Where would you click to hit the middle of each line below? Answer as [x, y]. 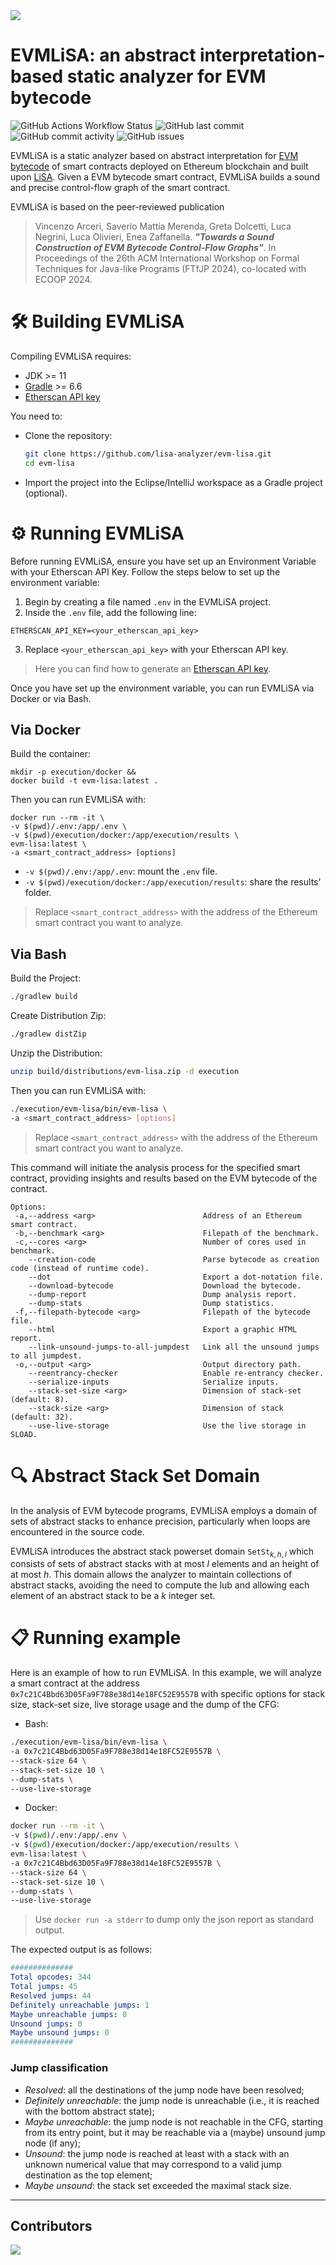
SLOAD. [24, 1434]
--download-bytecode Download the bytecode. [165, 1285]
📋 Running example [96, 1638]
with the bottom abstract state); [89, 2111]
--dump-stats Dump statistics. [151, 1303]
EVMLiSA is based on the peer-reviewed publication [117, 206]
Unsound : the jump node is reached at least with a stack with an [157, 2153]
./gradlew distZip [48, 1034]
